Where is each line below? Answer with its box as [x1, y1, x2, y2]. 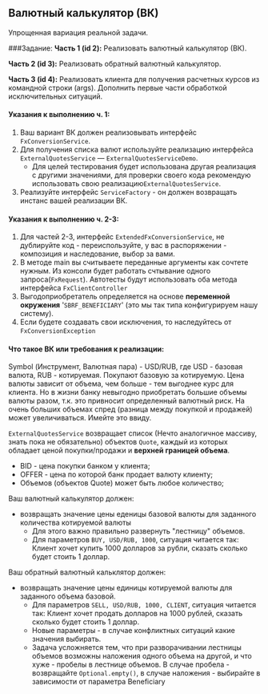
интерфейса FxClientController [19, 283, 128, 293]
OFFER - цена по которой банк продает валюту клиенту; [19, 469, 214, 480]
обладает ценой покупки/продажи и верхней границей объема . [8, 445, 230, 456]
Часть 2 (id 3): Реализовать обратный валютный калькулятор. [8, 59, 222, 68]
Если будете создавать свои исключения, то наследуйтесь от [19, 317, 232, 327]
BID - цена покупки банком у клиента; [19, 461, 150, 471]
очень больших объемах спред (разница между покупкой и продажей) [8, 404, 254, 414]
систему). [19, 309, 54, 319]
